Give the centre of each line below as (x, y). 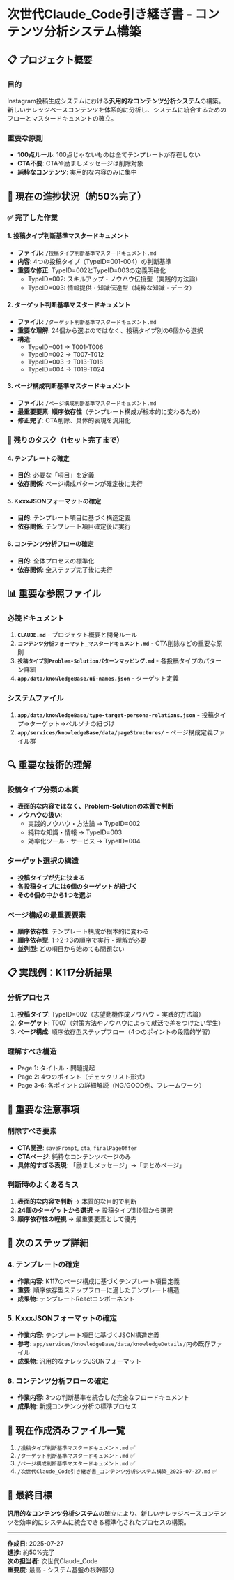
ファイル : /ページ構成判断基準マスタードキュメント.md (87, 403)
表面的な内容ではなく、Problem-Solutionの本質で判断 (95, 806)
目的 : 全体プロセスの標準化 (56, 561)
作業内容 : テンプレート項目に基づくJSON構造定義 (88, 1335)
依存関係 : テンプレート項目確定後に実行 (74, 526)
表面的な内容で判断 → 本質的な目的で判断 (77, 1201)
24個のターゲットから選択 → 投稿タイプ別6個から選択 (95, 1210)
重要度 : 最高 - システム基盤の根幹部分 (61, 1570)
